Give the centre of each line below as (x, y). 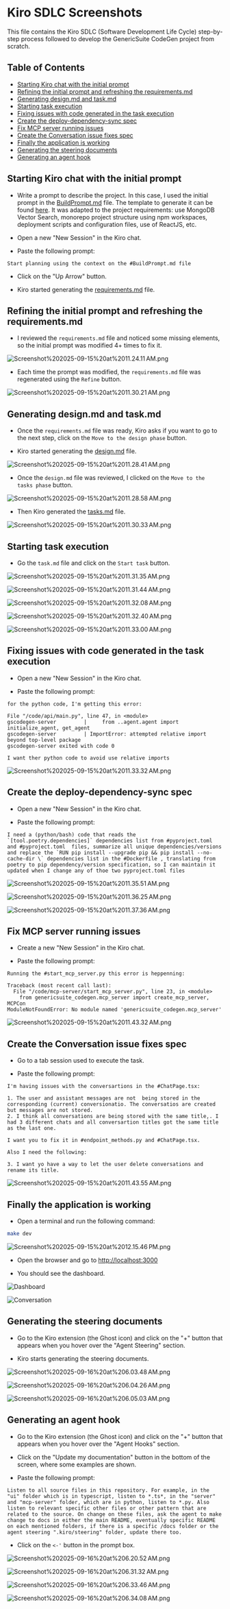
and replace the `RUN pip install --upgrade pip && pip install (101, 852)
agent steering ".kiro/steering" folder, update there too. (95, 1532)
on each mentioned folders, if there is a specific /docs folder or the (113, 1526)
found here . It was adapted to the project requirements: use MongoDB (116, 210)
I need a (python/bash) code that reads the (72, 834)
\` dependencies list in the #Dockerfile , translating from (126, 858)
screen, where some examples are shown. (77, 1464)
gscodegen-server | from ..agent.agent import (93, 722)
